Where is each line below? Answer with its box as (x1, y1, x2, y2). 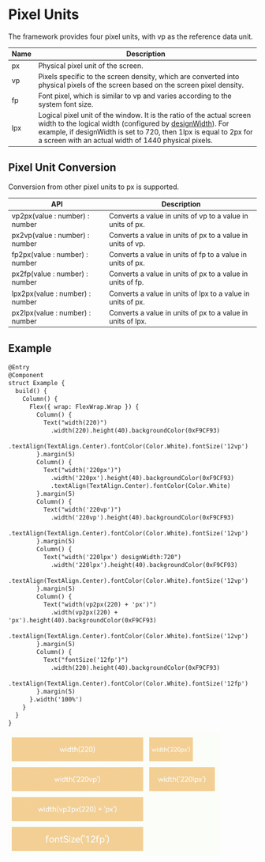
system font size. (38, 100, 94, 109)
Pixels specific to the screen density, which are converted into (38, 71, 240, 81)
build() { (15, 388, 47, 395)
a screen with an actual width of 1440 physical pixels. (38, 136, 213, 146)
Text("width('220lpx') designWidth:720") (43, 554, 181, 561)
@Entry (8, 364, 30, 372)
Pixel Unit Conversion (8, 161, 117, 175)
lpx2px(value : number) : (11, 289, 91, 298)
